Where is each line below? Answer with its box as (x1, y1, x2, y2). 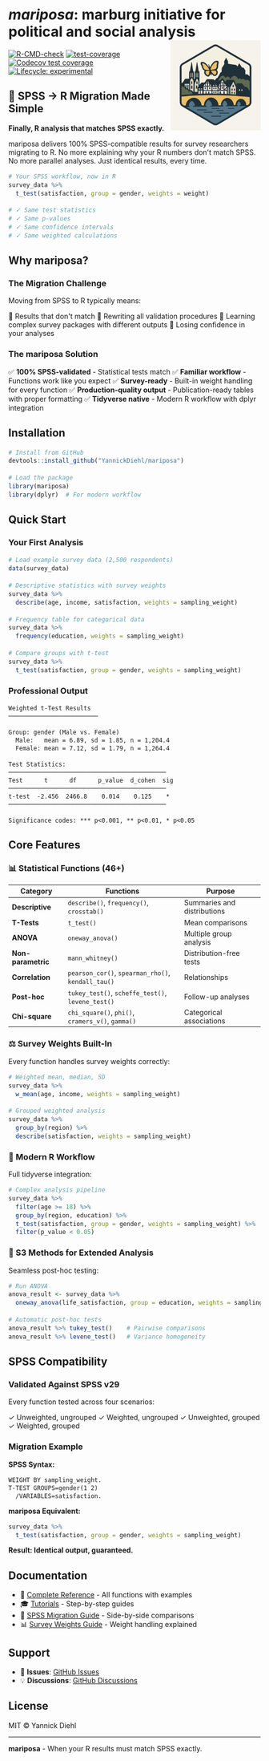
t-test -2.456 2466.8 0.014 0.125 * (8, 792, 171, 801)
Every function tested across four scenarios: (8, 1397, 155, 1407)
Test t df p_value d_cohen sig (8, 776, 174, 785)
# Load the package (8, 474, 74, 482)
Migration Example (8, 1441, 83, 1452)
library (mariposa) (8, 483, 70, 491)
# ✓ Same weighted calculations (8, 231, 118, 240)
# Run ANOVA (8, 1281, 48, 1290)
